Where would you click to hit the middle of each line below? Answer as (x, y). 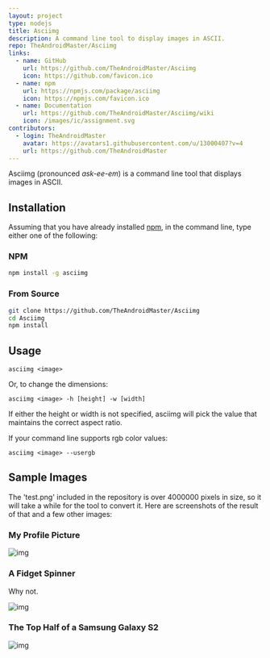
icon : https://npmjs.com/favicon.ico (86, 98)
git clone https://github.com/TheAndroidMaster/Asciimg (104, 310)
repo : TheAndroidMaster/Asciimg (62, 46)
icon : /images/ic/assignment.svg (79, 121)
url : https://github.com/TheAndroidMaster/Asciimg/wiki (119, 114)
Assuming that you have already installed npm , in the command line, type (130, 227)
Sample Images (48, 478)
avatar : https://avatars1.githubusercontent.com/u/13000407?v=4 (133, 143)
